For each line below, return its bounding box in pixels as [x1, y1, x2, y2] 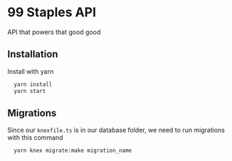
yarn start [14, 87, 46, 94]
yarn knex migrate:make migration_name [14, 147, 132, 155]
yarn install [14, 81, 53, 88]
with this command [7, 133, 63, 142]
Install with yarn [7, 67, 54, 75]
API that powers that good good [7, 28, 101, 36]
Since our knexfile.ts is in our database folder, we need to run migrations [7, 126, 226, 135]
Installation [7, 48, 58, 60]
